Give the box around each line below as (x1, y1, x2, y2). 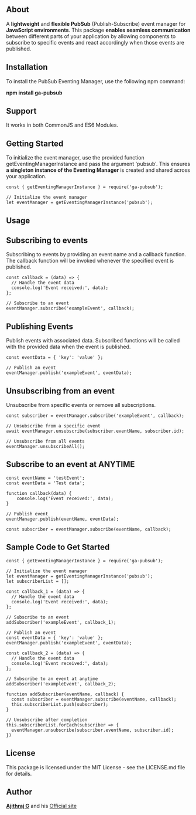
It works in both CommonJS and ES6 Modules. (6, 121, 119, 128)
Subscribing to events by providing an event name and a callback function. (6, 251, 186, 258)
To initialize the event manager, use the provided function (6, 154, 145, 161)
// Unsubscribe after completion (6, 716, 88, 723)
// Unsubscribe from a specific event (6, 423, 101, 429)
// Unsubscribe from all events (6, 439, 85, 444)
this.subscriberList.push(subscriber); (11, 701, 109, 707)
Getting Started (6, 138, 64, 148)
